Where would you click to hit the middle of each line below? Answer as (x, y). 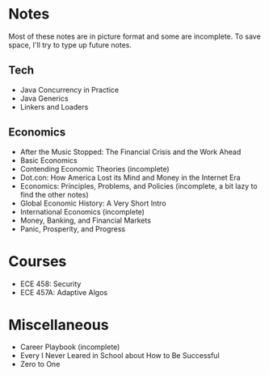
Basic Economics (49, 160)
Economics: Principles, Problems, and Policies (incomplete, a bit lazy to (139, 185)
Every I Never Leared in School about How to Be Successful (120, 356)
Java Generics (44, 98)
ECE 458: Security (50, 284)
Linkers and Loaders (54, 106)
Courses (38, 261)
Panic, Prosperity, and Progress (73, 229)
